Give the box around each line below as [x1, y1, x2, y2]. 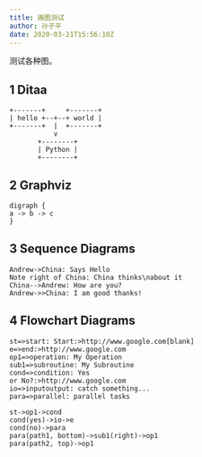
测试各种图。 [9, 56, 57, 66]
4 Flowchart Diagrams [9, 313, 136, 329]
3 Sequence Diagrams [9, 242, 136, 257]
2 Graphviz [9, 177, 72, 193]
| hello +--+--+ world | [9, 114, 102, 123]
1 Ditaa [9, 82, 48, 97]
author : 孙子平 [9, 22, 62, 31]
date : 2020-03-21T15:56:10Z [9, 30, 115, 39]
